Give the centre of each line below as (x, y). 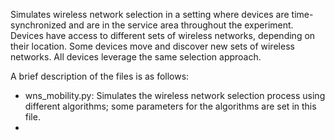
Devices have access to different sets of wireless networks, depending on (163, 35)
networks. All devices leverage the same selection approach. (136, 57)
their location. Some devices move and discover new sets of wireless (152, 46)
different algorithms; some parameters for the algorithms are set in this (170, 106)
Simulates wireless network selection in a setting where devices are (150, 14)
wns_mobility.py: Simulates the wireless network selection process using (175, 95)
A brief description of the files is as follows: (100, 76)
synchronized (38, 25)
